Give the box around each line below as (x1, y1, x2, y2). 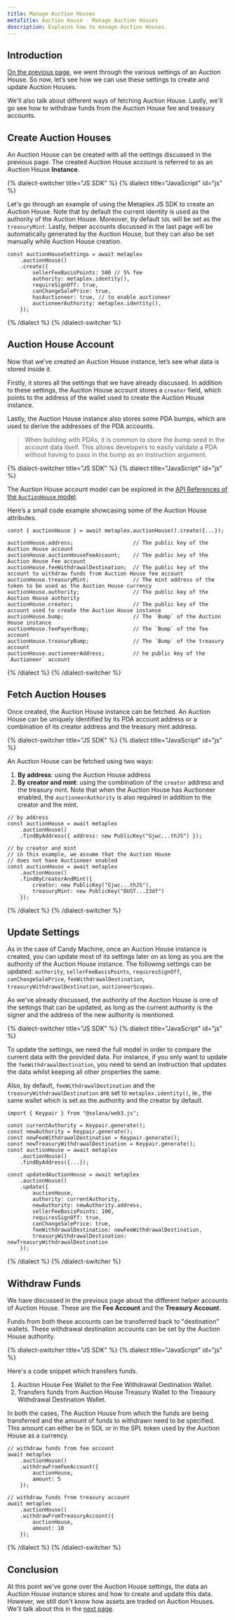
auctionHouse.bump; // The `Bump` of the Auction (7, 613, 221, 620)
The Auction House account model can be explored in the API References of (7, 485, 228, 493)
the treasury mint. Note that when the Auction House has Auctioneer (17, 785, 216, 794)
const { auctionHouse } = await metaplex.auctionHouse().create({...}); (7, 527, 224, 534)
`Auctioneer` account (7, 656, 71, 663)
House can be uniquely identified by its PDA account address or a (7, 715, 198, 723)
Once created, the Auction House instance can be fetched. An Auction (7, 707, 211, 716)
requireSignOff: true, (32, 281, 99, 288)
